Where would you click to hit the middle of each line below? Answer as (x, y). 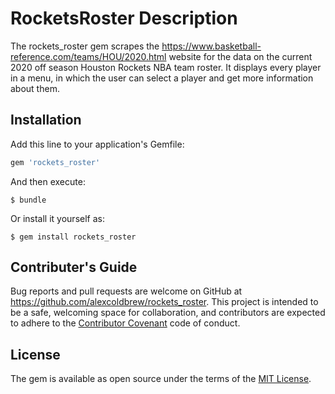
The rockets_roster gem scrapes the (85, 46)
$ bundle (28, 200)
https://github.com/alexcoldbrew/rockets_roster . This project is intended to (164, 302)
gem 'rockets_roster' (55, 162)
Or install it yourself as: (57, 218)
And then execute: (48, 181)
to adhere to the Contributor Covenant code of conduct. (125, 323)
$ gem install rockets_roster (73, 237)
